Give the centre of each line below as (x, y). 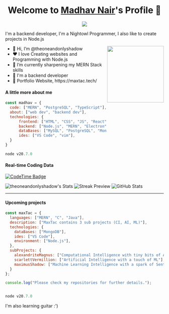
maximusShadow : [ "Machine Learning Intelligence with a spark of (84, 264)
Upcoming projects (26, 202)
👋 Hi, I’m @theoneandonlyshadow (48, 48)
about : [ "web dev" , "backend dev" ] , (48, 112)
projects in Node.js (25, 39)
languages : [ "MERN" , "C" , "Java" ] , (47, 218)
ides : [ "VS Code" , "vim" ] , (47, 136)
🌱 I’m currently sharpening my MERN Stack (57, 64)
